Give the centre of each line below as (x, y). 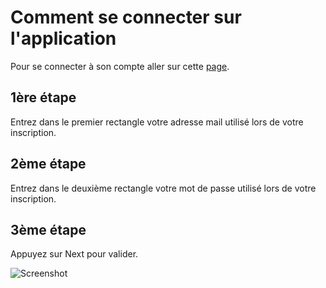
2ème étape (48, 164)
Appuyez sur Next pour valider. (74, 254)
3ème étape (48, 229)
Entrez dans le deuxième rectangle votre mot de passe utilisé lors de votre (163, 188)
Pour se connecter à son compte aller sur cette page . (120, 66)
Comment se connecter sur (126, 17)
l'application (63, 38)
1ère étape (43, 97)
